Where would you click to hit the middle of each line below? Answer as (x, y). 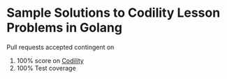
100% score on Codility (50, 60)
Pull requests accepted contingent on (60, 47)
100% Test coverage (46, 68)
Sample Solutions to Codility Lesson (113, 13)
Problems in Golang (65, 28)
